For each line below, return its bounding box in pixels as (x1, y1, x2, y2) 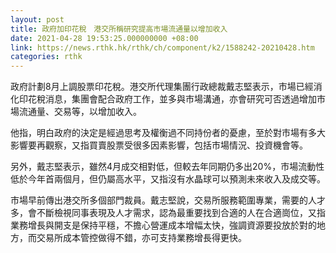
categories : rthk (10, 52, 83, 62)
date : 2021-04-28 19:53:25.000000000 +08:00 (10, 33, 199, 43)
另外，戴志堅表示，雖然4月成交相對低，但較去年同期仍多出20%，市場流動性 (10, 161, 325, 173)
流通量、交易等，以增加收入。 (18, 106, 142, 118)
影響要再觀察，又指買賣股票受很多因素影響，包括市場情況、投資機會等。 (10, 139, 308, 151)
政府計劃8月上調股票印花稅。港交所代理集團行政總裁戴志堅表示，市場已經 (10, 81, 314, 93)
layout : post (10, 14, 65, 25)
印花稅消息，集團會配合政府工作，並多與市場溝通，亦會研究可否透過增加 (18, 93, 317, 105)
